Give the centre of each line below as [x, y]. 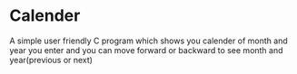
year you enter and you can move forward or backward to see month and [146, 50]
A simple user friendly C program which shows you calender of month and [148, 41]
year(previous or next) [51, 60]
